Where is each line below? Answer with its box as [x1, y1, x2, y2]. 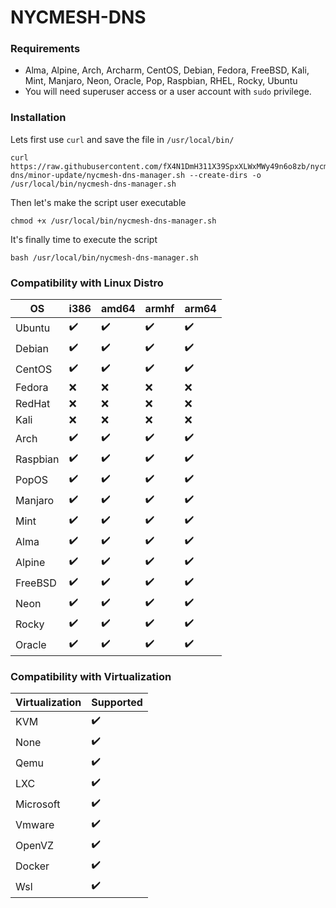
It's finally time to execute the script [10, 233, 158, 245]
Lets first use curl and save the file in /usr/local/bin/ [10, 133, 235, 145]
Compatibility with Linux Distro [10, 276, 164, 290]
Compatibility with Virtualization [10, 670, 172, 683]
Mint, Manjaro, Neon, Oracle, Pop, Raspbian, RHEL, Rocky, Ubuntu [24, 75, 298, 87]
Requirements [10, 42, 81, 56]
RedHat [15, 397, 51, 411]
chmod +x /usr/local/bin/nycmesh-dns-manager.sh [10, 216, 217, 226]
